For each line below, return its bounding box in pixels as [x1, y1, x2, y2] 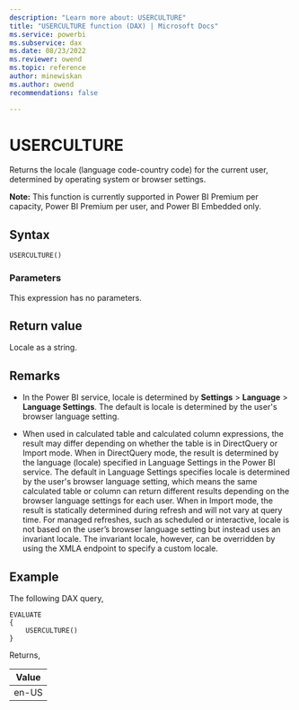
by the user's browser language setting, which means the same [22, 476, 258, 487]
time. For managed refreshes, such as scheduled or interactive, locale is [22, 514, 290, 526]
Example [9, 569, 59, 584]
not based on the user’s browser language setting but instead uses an [22, 524, 281, 535]
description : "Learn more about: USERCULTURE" [9, 13, 187, 22]
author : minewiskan [9, 72, 83, 81]
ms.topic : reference [9, 64, 87, 73]
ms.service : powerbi [9, 30, 87, 39]
